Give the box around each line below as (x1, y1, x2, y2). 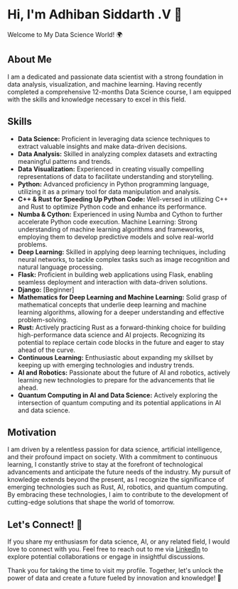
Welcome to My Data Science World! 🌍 (7, 30, 123, 38)
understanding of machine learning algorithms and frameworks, (17, 225, 205, 233)
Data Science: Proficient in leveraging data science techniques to (17, 134, 210, 143)
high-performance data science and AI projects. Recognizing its (17, 330, 205, 339)
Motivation (7, 426, 57, 439)
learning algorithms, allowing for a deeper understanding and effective (17, 308, 225, 316)
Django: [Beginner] (17, 285, 75, 294)
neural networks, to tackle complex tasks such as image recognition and (17, 255, 230, 263)
